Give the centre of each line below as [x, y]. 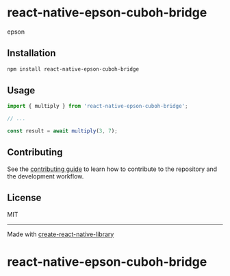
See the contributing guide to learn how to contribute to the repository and [112, 169]
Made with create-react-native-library [61, 234]
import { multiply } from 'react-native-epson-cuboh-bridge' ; [98, 106]
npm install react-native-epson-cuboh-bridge [73, 69]
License [24, 198]
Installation [31, 53]
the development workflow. [46, 176]
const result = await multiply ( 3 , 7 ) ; [62, 131]
